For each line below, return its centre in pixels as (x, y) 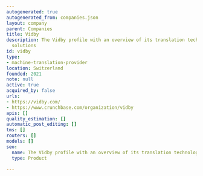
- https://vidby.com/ (34, 102)
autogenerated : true (32, 12)
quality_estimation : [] (36, 119)
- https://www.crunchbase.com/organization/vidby (70, 107)
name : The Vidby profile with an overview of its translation (92, 152)
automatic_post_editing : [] (42, 125)
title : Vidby (23, 34)
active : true (23, 85)
